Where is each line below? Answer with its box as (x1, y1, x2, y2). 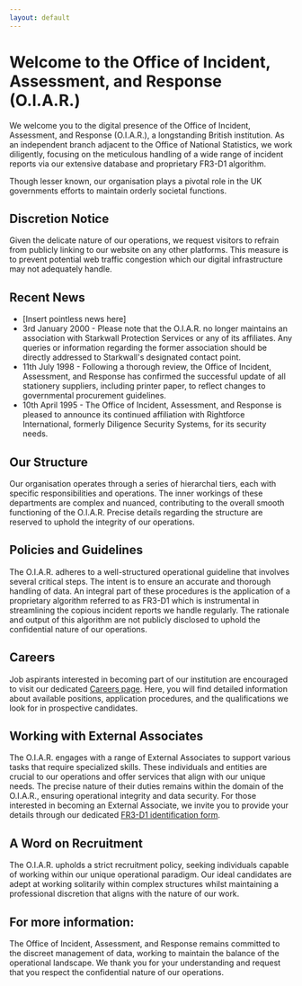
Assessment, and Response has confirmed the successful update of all (22, 371, 286, 382)
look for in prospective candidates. (9, 703, 138, 713)
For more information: (9, 914, 135, 929)
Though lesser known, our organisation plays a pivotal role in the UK (9, 175, 262, 186)
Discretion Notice (9, 211, 110, 226)
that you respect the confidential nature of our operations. (9, 967, 225, 978)
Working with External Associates (9, 729, 204, 744)
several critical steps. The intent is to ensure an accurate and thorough (9, 576, 271, 587)
